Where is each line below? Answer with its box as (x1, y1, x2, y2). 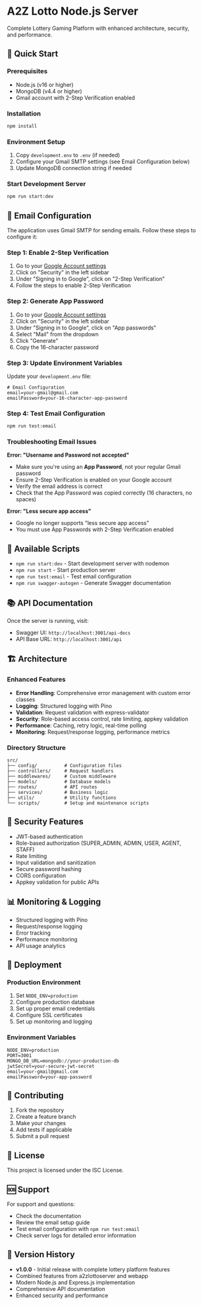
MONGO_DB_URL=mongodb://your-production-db (7, 1057, 120, 1064)
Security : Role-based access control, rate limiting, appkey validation (15, 715, 189, 722)
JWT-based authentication (15, 833, 83, 840)
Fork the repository (15, 1106, 65, 1114)
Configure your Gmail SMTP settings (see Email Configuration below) (15, 158, 190, 166)
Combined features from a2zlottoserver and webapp (15, 1272, 148, 1279)
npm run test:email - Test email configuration (15, 573, 132, 580)
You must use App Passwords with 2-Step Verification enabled (15, 526, 174, 533)
